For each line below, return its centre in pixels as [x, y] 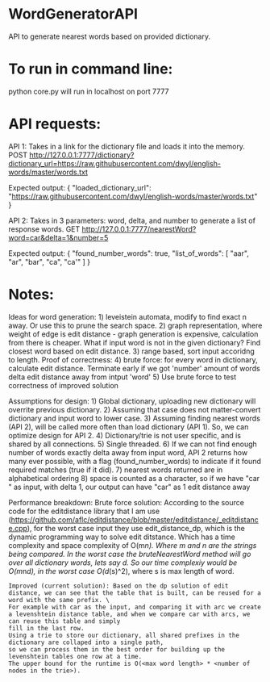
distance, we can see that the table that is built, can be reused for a [135, 593]
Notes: [31, 295]
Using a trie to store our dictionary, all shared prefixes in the [124, 635]
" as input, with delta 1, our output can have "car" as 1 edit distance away [129, 487]
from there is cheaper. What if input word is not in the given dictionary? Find [135, 342]
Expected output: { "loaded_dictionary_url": [80, 187]
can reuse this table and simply [64, 621]
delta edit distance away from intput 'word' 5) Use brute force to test [122, 377]
